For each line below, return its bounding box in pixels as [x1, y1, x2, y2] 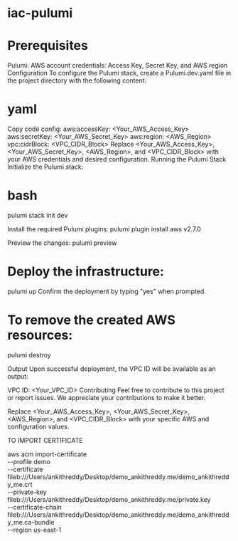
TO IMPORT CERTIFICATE [7, 436, 83, 444]
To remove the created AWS [7, 312, 176, 328]
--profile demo [7, 457, 51, 466]
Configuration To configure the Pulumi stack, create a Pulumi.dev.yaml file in [7, 69, 232, 78]
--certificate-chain [7, 503, 62, 511]
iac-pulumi [7, 5, 73, 21]
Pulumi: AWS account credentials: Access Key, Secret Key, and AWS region [7, 61, 228, 70]
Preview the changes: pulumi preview [7, 238, 117, 247]
